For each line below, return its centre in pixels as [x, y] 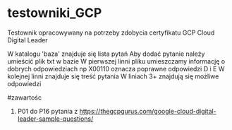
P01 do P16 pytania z [48, 111]
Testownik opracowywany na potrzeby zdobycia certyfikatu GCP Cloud [111, 32]
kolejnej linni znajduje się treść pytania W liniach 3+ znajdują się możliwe [113, 76]
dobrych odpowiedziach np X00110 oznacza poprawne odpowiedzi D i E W [116, 69]
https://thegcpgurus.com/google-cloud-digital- [148, 111]
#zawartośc [25, 97]
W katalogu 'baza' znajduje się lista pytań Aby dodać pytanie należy [106, 54]
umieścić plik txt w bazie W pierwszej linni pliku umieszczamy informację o [116, 61]
